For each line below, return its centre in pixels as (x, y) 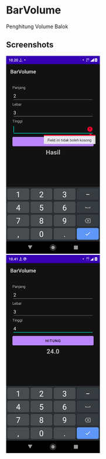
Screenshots (30, 45)
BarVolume (34, 10)
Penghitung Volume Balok (37, 26)
